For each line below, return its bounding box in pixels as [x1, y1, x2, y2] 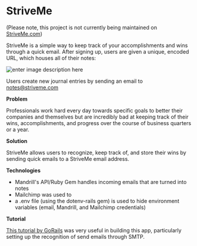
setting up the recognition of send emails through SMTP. [6, 233, 145, 240]
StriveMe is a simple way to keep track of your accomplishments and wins [6, 42, 188, 49]
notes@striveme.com [6, 83, 58, 91]
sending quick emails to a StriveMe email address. [6, 155, 130, 162]
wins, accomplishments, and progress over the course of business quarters [6, 119, 192, 126]
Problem [6, 95, 28, 102]
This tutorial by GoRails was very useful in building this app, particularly [6, 226, 182, 233]
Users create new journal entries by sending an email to [6, 77, 143, 85]
